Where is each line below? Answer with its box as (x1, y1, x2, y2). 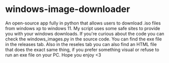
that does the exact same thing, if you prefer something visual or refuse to (5, 46, 159, 52)
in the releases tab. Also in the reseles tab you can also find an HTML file (5, 41, 157, 47)
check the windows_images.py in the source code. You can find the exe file (5, 36, 162, 42)
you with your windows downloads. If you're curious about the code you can (5, 30, 164, 36)
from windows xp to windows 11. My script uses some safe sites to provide (5, 25, 160, 31)
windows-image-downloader (5, 3, 130, 15)
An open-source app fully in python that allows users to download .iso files (5, 20, 161, 26)
